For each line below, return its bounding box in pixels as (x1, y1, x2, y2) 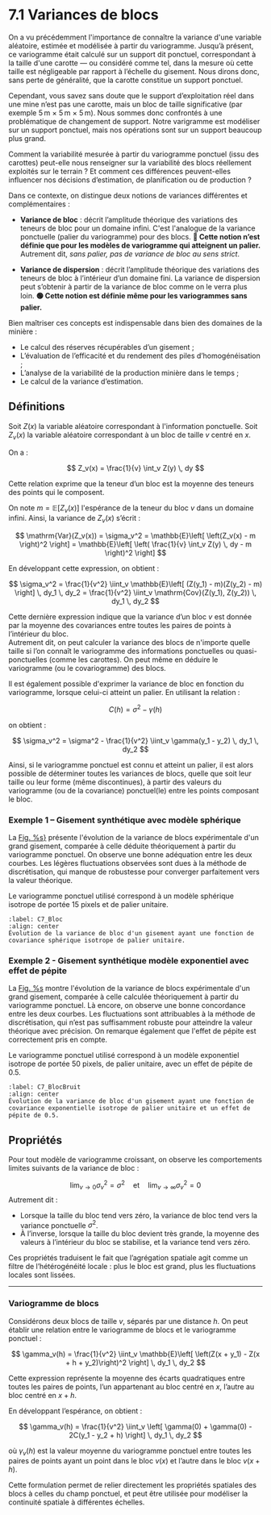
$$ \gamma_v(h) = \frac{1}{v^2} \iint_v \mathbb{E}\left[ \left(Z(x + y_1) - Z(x (10, 1349, 261, 1359)
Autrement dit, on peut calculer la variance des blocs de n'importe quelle (8, 638, 251, 647)
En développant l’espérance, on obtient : (8, 1405, 143, 1416)
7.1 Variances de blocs (8, 6, 159, 24)
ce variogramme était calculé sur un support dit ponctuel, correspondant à (8, 49, 256, 59)
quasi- (236, 647, 258, 656)
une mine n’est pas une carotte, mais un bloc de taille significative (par (8, 99, 243, 109)
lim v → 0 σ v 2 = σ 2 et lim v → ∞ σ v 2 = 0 (69, 1179, 202, 1192)
